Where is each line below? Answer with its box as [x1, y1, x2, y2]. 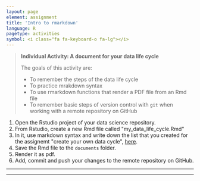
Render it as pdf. [14, 151, 55, 158]
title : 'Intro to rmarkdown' [6, 20, 79, 26]
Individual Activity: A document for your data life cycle [20, 53, 159, 60]
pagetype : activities [6, 31, 60, 37]
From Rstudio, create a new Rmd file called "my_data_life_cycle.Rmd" [14, 126, 185, 132]
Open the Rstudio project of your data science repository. [14, 119, 156, 126]
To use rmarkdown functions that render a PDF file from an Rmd [29, 89, 187, 95]
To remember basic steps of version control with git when [29, 101, 174, 108]
